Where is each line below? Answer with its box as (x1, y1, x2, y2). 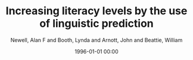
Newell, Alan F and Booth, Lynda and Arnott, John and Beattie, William (10, 36, 183, 43)
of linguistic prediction (39, 17, 154, 30)
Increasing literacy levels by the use (5, 4, 188, 18)
